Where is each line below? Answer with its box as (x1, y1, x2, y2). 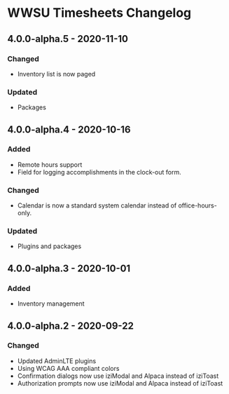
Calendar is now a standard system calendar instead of (17, 201, 177, 210)
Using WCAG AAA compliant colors (17, 364, 120, 372)
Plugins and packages (17, 242, 82, 250)
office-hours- (178, 201, 217, 210)
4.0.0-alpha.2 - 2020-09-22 (7, 320, 134, 332)
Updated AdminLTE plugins (17, 356, 97, 365)
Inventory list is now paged (17, 69, 96, 78)
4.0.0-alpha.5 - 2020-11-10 (7, 33, 128, 45)
